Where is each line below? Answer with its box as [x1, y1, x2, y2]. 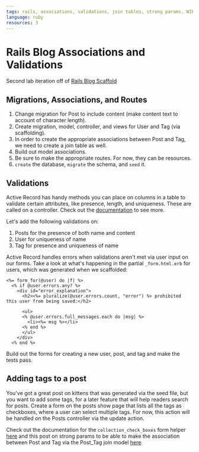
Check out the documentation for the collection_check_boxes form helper [6, 426, 186, 433]
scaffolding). [14, 129, 46, 136]
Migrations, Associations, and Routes [6, 94, 147, 104]
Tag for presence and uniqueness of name [14, 241, 119, 249]
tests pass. [6, 356, 33, 364]
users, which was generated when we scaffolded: [6, 266, 128, 273]
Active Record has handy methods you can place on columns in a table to [6, 193, 185, 200]
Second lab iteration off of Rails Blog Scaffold [6, 78, 117, 85]
